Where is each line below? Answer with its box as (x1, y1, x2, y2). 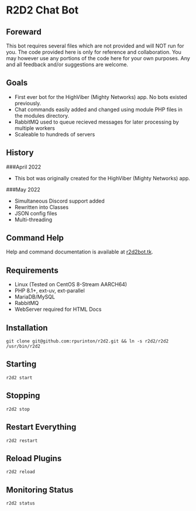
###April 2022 (6, 163, 42, 170)
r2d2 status (6, 500, 35, 506)
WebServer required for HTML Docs (14, 306, 102, 313)
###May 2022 (6, 186, 41, 193)
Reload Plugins (6, 453, 62, 463)
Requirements (6, 265, 59, 275)
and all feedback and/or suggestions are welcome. (6, 61, 129, 68)
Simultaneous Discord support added (14, 197, 105, 204)
